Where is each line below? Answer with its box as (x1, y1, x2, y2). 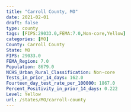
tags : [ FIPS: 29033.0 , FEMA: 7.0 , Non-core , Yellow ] (6, 31, 126, 37)
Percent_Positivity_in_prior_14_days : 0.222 (6, 86, 118, 92)
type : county (6, 25, 39, 31)
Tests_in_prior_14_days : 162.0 (6, 75, 84, 81)
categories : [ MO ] (6, 36, 49, 42)
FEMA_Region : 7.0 (6, 58, 49, 64)
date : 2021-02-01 (6, 14, 49, 20)
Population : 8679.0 (6, 63, 55, 70)
